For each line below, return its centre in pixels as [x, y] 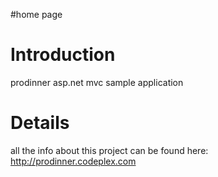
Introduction [63, 55]
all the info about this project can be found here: [109, 150]
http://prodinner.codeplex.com [73, 161]
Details [40, 123]
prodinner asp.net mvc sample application [97, 82]
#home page [36, 14]
